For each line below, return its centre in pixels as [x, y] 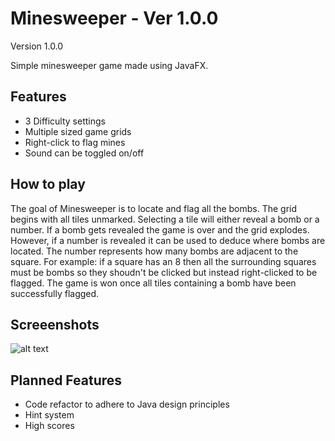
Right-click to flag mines [75, 142]
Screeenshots [55, 324]
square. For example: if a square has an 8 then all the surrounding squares [163, 261]
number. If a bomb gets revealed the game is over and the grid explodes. [160, 229]
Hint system [49, 415]
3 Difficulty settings [65, 121]
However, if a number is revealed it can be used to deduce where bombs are [168, 240]
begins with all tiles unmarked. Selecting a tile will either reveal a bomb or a [165, 219]
